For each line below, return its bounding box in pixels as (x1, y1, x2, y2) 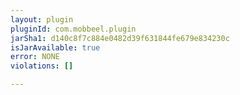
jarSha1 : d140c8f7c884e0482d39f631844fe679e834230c (10, 33, 230, 43)
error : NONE (10, 52, 60, 62)
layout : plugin (10, 14, 74, 25)
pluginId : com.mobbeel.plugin (10, 24, 137, 34)
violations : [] (10, 61, 74, 71)
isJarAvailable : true (10, 42, 101, 53)
